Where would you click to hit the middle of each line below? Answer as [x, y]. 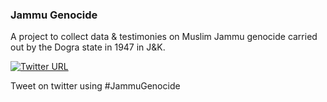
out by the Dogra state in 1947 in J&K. [88, 47]
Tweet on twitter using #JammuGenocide [95, 86]
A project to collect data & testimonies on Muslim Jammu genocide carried [164, 37]
